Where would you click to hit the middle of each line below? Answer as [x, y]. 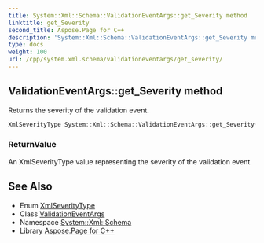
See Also [30, 187]
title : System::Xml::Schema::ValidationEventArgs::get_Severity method [128, 15]
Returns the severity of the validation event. [79, 110]
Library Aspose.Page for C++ [67, 230]
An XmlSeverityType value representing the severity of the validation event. [130, 161]
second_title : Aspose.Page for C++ [66, 30]
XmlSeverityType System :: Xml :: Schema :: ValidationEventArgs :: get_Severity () [135, 124]
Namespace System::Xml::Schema [75, 222]
